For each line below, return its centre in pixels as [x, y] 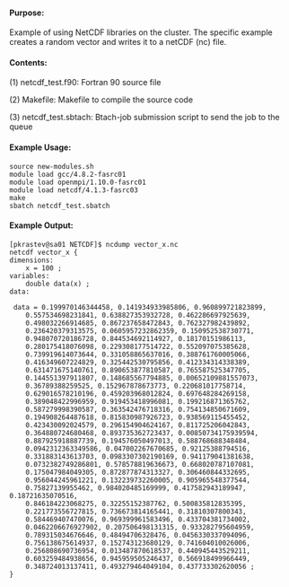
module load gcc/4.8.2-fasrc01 [68, 174]
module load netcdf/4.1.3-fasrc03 [74, 190]
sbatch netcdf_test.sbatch [60, 206]
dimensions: [31, 260]
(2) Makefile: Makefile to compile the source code [101, 100]
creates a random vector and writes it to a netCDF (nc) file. [118, 42]
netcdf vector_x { [44, 252]
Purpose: [27, 13]
